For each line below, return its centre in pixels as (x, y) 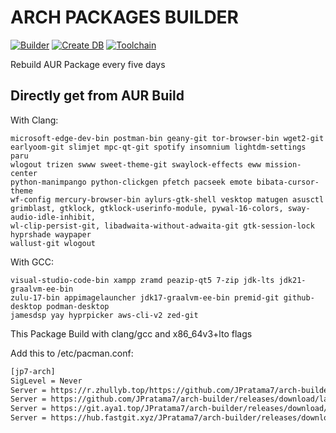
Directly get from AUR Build (97, 96)
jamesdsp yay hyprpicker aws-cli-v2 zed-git (104, 315)
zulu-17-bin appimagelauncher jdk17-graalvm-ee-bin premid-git (145, 297)
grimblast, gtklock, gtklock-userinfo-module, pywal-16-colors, (147, 208)
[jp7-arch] (33, 371)
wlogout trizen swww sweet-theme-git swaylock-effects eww (136, 164)
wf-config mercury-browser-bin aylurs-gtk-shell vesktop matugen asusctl (167, 199)
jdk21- (292, 280)
